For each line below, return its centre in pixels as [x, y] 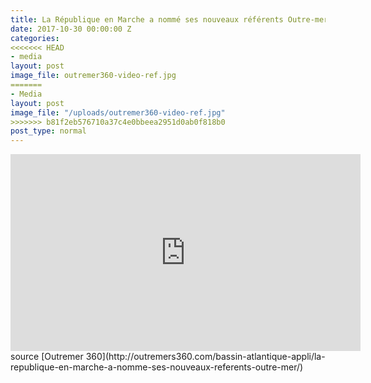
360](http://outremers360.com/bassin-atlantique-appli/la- [205, 357]
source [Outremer [47, 357]
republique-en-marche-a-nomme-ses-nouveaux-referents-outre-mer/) [157, 367]
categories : [35, 38]
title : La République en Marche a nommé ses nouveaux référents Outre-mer [169, 19]
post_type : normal [48, 131]
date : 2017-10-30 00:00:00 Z [71, 29]
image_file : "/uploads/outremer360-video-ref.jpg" [118, 112]
